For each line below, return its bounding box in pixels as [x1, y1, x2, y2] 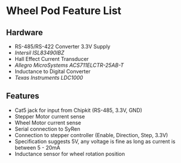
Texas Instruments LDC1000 [14, 74, 83, 81]
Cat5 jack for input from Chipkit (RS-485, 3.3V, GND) [14, 107, 143, 114]
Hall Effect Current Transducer [14, 56, 89, 62]
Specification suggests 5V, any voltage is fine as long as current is [14, 138, 176, 145]
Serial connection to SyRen [14, 125, 81, 133]
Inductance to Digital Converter [14, 68, 91, 74]
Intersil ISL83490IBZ [14, 49, 65, 56]
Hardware [6, 28, 43, 38]
